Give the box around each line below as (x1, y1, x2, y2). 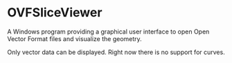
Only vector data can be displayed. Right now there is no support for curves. (7, 48, 225, 56)
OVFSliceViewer (7, 5, 102, 21)
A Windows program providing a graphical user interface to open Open (7, 27, 210, 36)
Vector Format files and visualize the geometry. (7, 34, 142, 42)
